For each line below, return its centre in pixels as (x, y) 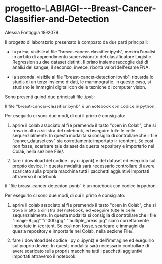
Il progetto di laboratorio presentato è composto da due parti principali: (77, 42)
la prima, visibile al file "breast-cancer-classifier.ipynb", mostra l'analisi (84, 52)
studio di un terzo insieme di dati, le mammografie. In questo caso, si (81, 82)
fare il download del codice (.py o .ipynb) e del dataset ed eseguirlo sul (84, 160)
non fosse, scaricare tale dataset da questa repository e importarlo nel (83, 146)
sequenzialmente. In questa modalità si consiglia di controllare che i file (84, 215)
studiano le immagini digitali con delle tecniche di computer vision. (79, 87)
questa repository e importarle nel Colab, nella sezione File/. (73, 231)
